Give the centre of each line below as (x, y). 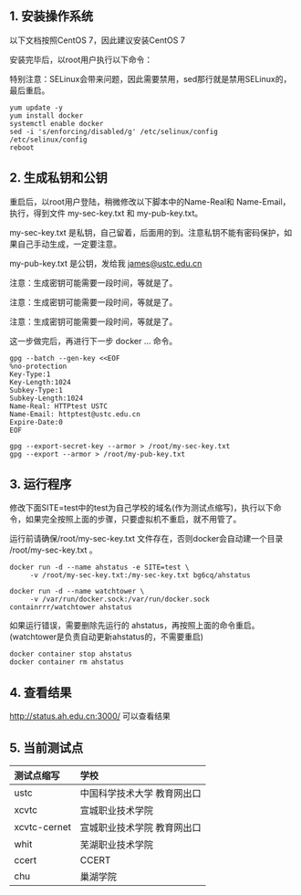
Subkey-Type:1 (36, 390)
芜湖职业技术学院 (116, 845)
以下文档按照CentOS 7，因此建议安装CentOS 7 (97, 40)
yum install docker (47, 116)
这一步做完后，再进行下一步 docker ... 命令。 (93, 341)
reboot (22, 147)
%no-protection (38, 366)
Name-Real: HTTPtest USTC (58, 406)
